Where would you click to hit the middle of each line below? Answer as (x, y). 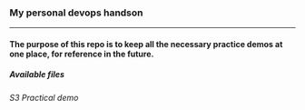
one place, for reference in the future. (82, 54)
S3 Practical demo (44, 97)
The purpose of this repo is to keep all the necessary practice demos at (146, 44)
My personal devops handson (76, 13)
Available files (37, 75)
